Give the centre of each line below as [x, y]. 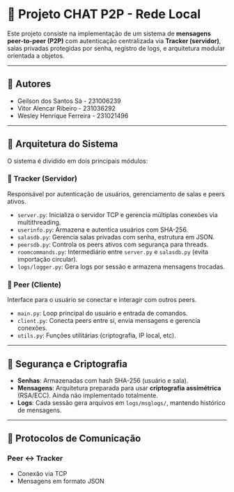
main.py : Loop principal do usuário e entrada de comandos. [102, 313]
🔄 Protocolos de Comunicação [74, 439]
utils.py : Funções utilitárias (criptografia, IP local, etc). [96, 335]
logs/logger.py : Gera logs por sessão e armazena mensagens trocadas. [121, 267]
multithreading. [39, 222]
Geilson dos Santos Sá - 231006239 [69, 101]
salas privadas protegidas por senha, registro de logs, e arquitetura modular [116, 48]
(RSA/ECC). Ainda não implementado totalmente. [88, 395]
